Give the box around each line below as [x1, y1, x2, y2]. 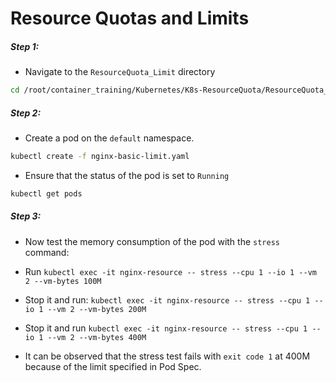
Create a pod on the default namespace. [24, 132, 195, 144]
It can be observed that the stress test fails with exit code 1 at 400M [24, 350, 311, 362]
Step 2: [10, 107, 42, 119]
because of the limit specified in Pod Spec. [24, 360, 202, 372]
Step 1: [10, 40, 40, 52]
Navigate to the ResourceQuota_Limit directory [24, 66, 216, 78]
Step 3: [10, 210, 42, 222]
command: [24, 246, 70, 258]
